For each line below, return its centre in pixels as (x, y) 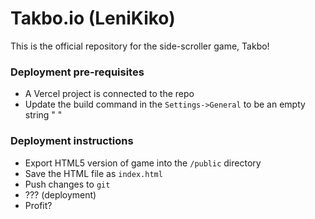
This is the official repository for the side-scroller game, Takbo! (140, 46)
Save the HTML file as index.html (93, 173)
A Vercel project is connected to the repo (109, 94)
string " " (43, 115)
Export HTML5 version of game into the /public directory (143, 163)
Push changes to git (67, 184)
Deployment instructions (72, 141)
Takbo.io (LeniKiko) (93, 18)
